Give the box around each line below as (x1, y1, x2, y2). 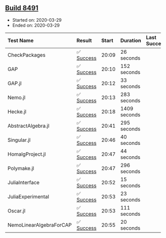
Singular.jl (7, 136, 31, 143)
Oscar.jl (7, 207, 26, 214)
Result (76, 37, 92, 44)
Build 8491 (5, 4, 39, 12)
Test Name (7, 37, 34, 44)
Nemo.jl (7, 94, 26, 101)
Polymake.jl (7, 165, 35, 171)
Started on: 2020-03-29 (12, 17, 62, 23)
